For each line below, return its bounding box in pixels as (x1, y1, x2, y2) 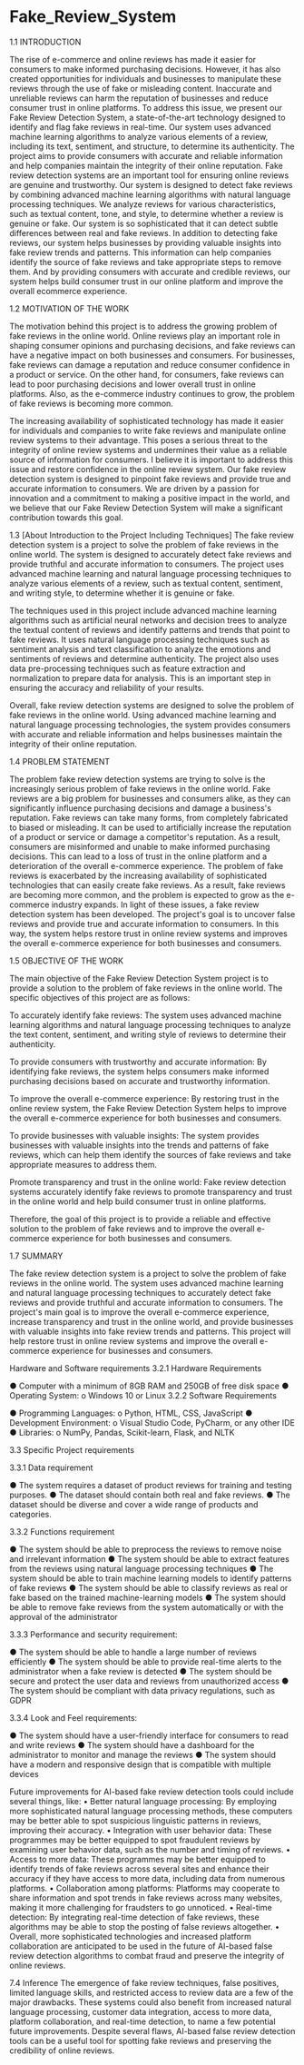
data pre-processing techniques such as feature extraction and (9, 663, 246, 674)
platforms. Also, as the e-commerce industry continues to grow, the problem (9, 388, 295, 399)
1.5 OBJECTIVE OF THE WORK (9, 955, 124, 966)
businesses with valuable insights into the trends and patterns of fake (9, 1140, 270, 1151)
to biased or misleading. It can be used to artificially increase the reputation (9, 822, 292, 833)
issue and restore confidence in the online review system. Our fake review (9, 463, 287, 474)
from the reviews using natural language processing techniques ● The (9, 1563, 274, 1574)
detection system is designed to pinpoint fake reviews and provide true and (9, 473, 291, 484)
